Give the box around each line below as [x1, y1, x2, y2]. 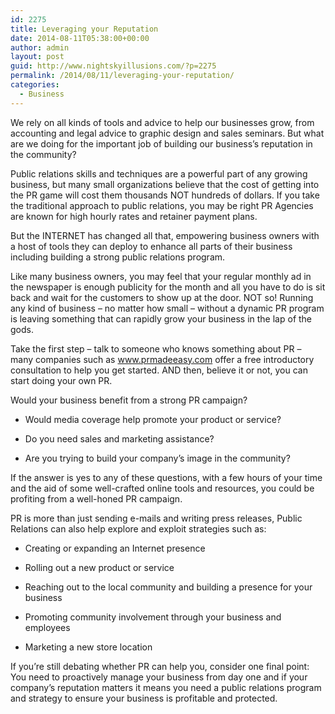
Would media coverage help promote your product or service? [24, 413, 282, 425]
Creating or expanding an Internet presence [24, 542, 206, 554]
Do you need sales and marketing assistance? [24, 432, 215, 445]
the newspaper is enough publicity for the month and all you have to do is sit [10, 281, 326, 293]
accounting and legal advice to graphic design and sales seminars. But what [10, 127, 325, 139]
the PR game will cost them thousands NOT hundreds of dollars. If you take [10, 189, 320, 201]
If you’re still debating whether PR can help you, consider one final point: [10, 660, 310, 672]
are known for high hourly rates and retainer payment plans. [10, 210, 258, 222]
